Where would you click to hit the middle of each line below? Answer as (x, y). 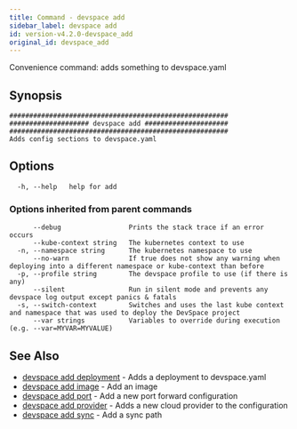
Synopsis (36, 95)
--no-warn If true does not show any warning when (156, 258)
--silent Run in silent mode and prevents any (150, 290)
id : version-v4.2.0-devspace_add (71, 34)
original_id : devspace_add (59, 42)
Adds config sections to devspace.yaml (83, 139)
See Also (34, 356)
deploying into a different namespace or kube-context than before (137, 266)
